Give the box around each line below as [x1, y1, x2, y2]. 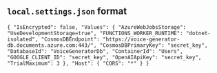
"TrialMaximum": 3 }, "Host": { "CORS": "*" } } [7, 60, 149, 67]
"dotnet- [185, 30, 211, 36]
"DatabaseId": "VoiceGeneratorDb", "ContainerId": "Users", [7, 48, 184, 54]
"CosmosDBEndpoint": [41, 36, 100, 43]
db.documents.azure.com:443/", [7, 41, 97, 49]
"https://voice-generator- [102, 36, 180, 43]
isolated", [7, 36, 39, 43]
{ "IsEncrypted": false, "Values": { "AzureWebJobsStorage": [7, 23, 187, 30]
